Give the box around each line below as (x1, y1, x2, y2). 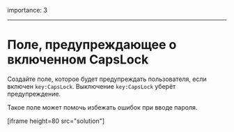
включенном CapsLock (7, 52, 149, 68)
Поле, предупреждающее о (7, 37, 177, 53)
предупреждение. (7, 89, 61, 98)
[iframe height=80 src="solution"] (7, 117, 105, 125)
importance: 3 (7, 6, 47, 14)
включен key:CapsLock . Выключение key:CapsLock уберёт (7, 82, 176, 90)
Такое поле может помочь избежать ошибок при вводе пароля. (7, 103, 198, 111)
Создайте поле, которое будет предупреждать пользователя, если (7, 75, 207, 83)
